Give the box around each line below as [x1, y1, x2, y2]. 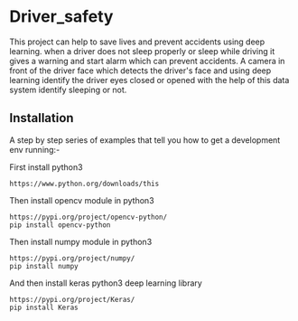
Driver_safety [9, 6, 114, 27]
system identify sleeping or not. [9, 84, 127, 95]
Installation [9, 110, 74, 126]
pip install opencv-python [9, 220, 111, 230]
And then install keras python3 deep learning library [9, 278, 203, 288]
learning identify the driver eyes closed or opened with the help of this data [9, 74, 290, 85]
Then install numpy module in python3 [9, 236, 153, 247]
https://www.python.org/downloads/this [9, 179, 160, 188]
